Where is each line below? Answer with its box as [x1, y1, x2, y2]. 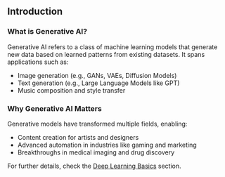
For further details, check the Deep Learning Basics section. [7, 162, 181, 170]
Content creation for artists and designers [17, 133, 139, 141]
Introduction [7, 6, 63, 18]
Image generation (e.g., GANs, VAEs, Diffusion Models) [17, 71, 177, 79]
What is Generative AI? [7, 27, 88, 37]
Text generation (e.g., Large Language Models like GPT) [17, 79, 180, 87]
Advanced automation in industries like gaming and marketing [17, 140, 197, 149]
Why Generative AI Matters [7, 103, 102, 113]
